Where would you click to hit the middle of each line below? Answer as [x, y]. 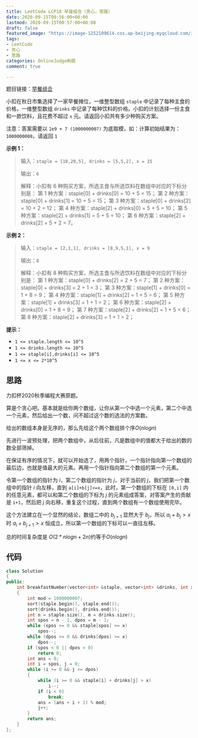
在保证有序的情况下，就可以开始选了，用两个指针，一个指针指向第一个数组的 [99, 461]
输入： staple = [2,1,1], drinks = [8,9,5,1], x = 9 [85, 248]
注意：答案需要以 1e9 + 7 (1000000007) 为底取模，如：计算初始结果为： [93, 129]
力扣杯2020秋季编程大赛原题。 [44, 396]
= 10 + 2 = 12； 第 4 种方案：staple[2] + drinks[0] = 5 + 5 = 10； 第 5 [104, 208]
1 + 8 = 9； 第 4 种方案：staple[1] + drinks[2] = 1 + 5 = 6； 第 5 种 [100, 295]
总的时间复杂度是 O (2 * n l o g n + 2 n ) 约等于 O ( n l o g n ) [67, 537]
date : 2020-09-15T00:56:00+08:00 [47, 17]
